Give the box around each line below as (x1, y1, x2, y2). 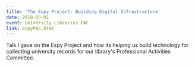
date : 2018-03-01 (6, 14, 49, 20)
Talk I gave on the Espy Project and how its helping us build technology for (6, 42, 189, 49)
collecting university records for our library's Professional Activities (6, 48, 171, 55)
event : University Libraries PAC (6, 20, 89, 26)
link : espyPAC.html (6, 25, 55, 32)
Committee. (6, 54, 34, 61)
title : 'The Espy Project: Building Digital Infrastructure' (6, 8, 161, 15)
